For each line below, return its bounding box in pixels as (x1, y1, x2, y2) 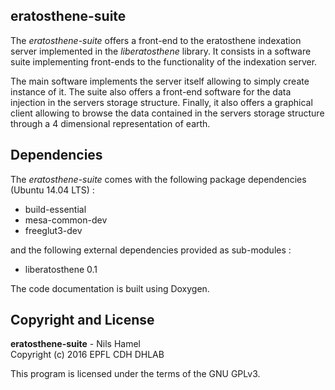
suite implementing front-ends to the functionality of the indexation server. (10, 55, 318, 68)
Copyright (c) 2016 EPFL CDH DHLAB (10, 349, 165, 361)
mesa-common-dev (24, 214, 108, 226)
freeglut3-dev (24, 224, 83, 236)
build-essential (24, 203, 87, 215)
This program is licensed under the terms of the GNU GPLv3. (10, 368, 261, 380)
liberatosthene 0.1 (24, 263, 98, 275)
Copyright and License (10, 312, 155, 329)
